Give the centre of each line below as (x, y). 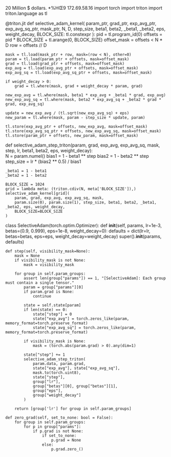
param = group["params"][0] (54, 287)
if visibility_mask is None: (55, 341)
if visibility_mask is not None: (50, 260)
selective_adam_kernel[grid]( (38, 193)
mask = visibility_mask (49, 265)
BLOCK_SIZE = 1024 (25, 185)
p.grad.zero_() (67, 449)
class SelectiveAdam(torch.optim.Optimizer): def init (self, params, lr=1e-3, (84, 225)
